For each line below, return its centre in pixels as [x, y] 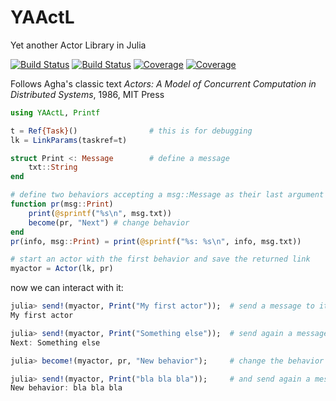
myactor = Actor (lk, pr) [62, 269]
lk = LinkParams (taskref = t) [69, 140]
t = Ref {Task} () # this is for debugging [131, 131]
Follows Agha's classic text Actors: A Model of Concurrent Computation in [163, 83]
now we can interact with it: [67, 288]
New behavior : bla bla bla [66, 388]
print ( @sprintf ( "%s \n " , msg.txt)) [100, 213]
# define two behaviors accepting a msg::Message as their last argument [167, 195]
